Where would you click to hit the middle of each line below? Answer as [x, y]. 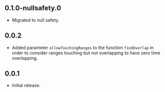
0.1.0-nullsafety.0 [33, 8]
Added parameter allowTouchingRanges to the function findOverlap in [83, 47]
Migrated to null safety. [36, 20]
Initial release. [26, 86]
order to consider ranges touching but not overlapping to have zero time [86, 53]
